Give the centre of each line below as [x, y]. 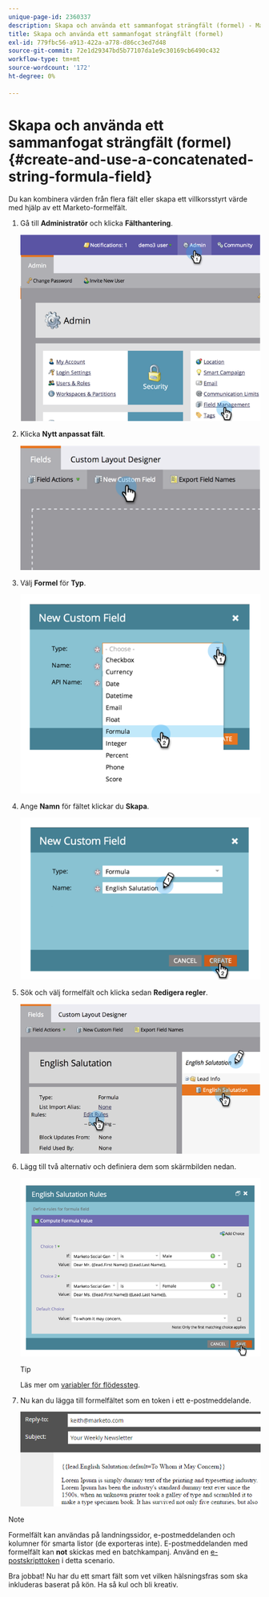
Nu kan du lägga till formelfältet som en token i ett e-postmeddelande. [136, 1400]
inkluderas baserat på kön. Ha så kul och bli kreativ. [93, 1585]
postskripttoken [34, 1561]
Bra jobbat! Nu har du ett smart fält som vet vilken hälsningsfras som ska [128, 1576]
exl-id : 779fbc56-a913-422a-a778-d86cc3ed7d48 [87, 43]
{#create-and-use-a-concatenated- [131, 159]
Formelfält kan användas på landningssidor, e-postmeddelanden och [122, 1535]
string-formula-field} [80, 176]
